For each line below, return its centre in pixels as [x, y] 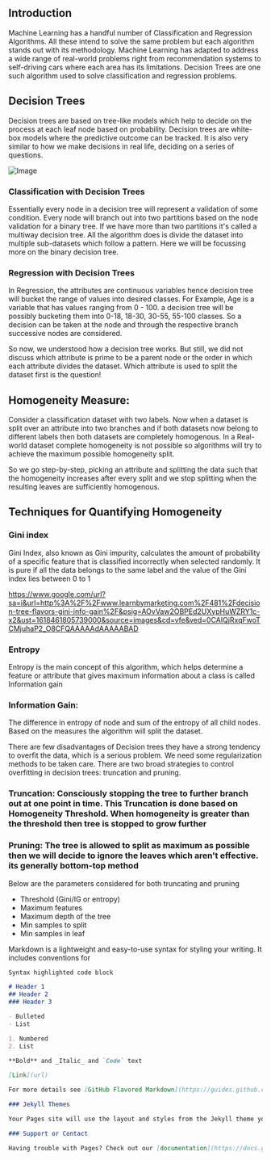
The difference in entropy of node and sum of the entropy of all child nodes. [134, 723]
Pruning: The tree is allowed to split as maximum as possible [129, 846]
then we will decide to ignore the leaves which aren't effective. [133, 855]
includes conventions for [50, 957]
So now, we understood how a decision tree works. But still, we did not [126, 349]
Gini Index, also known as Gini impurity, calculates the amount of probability [134, 553]
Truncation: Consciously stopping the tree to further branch [128, 793]
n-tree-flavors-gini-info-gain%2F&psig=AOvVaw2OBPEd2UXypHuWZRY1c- [134, 611]
